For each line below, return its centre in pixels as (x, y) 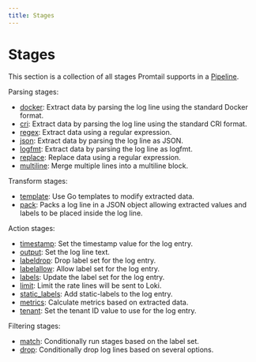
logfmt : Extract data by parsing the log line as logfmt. (106, 149)
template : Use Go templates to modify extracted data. (107, 196)
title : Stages (32, 15)
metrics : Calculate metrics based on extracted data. (104, 302)
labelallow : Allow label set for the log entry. (90, 268)
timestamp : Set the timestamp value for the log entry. (106, 243)
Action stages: (32, 228)
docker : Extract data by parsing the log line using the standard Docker (134, 106)
